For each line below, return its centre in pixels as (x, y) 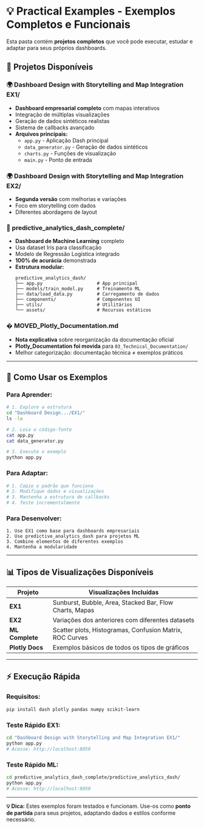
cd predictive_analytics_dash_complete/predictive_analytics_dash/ (93, 777)
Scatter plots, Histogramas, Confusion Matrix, (117, 630)
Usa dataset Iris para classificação (58, 247)
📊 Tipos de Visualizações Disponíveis (80, 572)
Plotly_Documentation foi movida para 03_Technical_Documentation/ (102, 346)
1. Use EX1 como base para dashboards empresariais (73, 531)
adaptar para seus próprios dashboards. (57, 48)
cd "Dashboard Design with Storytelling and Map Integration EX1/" (93, 738)
